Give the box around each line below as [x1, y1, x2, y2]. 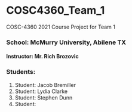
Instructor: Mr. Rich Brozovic [6, 53, 79, 60]
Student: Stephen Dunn [14, 94, 73, 101]
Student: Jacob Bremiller [14, 81, 76, 88]
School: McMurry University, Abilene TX [6, 38, 127, 46]
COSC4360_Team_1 [6, 4, 105, 17]
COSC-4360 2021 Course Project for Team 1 [6, 23, 115, 30]
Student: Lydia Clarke [14, 88, 68, 95]
